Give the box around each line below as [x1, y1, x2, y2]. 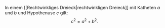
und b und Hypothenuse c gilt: [5, 10, 68, 16]
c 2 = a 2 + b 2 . [71, 18, 98, 24]
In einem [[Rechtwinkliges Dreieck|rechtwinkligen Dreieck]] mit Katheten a [5, 5, 160, 10]
